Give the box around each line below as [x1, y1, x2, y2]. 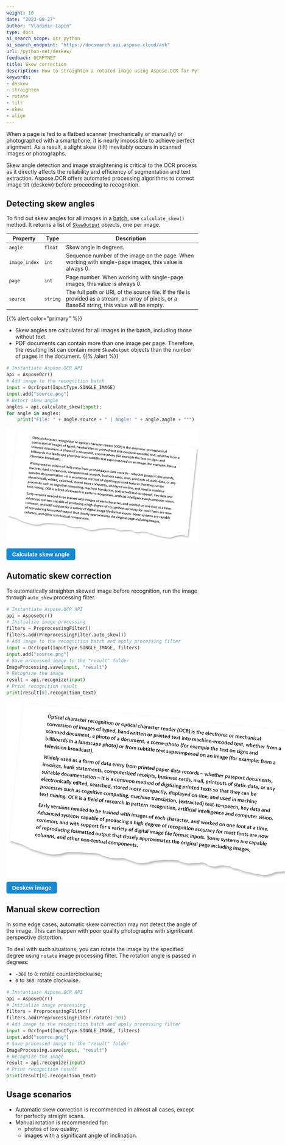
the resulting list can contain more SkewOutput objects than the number [15, 346, 192, 354]
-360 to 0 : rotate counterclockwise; [15, 970, 102, 977]
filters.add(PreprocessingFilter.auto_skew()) [6, 632, 127, 638]
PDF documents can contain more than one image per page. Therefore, [15, 340, 195, 347]
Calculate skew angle [12, 551, 70, 558]
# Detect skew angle [6, 397, 59, 404]
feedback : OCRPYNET [6, 55, 56, 61]
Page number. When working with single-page [66, 273, 184, 280]
